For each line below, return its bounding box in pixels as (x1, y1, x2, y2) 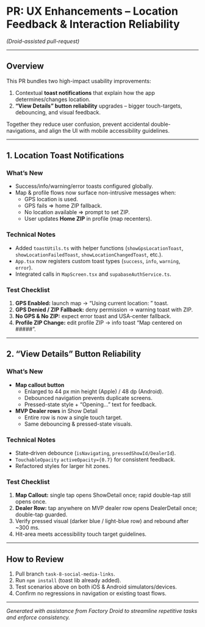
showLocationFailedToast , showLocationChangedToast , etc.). (15, 251, 163, 258)
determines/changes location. (15, 95, 91, 103)
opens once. (15, 498, 47, 505)
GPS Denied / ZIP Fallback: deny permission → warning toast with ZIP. (15, 306, 193, 313)
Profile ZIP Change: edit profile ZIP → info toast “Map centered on (15, 319, 182, 327)
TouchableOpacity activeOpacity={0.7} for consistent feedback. (15, 456, 176, 463)
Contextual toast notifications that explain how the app (15, 89, 156, 96)
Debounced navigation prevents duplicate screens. (24, 394, 153, 401)
